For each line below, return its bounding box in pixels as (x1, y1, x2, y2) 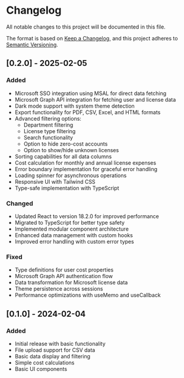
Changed (6, 199, 34, 207)
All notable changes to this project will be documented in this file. (6, 23, 166, 30)
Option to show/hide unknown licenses (23, 146, 119, 153)
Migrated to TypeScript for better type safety (14, 219, 125, 226)
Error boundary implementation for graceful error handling (14, 165, 158, 172)
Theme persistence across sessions (14, 285, 103, 292)
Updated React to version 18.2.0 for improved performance (14, 212, 159, 220)
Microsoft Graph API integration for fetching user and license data (14, 96, 176, 103)
